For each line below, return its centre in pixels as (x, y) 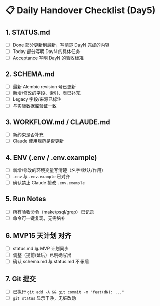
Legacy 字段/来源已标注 (37, 99)
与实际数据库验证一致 (34, 106)
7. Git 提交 (21, 279)
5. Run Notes (26, 199)
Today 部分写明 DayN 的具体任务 (46, 52)
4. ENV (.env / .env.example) (51, 157)
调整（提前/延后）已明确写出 (42, 255)
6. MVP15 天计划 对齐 (38, 236)
